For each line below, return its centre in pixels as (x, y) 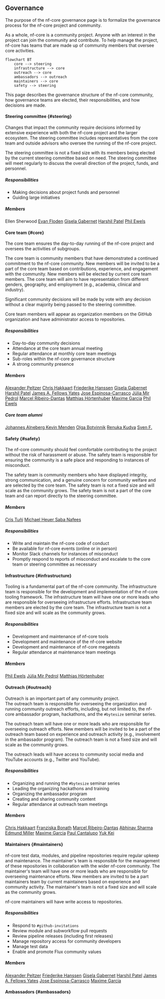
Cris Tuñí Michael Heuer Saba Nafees (43, 520)
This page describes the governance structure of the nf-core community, (79, 95)
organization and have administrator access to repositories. (65, 319)
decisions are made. (26, 105)
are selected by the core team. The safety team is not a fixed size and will (80, 485)
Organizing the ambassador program (50, 794)
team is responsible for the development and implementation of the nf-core (82, 592)
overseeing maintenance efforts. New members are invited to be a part (77, 876)
